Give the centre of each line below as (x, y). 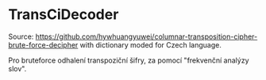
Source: (21, 36)
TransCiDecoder (64, 15)
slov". (17, 68)
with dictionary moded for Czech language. (151, 44)
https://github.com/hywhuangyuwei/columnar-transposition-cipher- (146, 36)
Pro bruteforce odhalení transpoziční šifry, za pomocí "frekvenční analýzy (129, 60)
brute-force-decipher (43, 44)
